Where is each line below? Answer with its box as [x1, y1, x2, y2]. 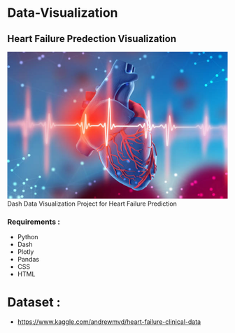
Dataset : [7, 295, 61, 311]
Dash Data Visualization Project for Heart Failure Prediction [7, 199, 177, 208]
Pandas [17, 255, 40, 264]
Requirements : [7, 217, 61, 227]
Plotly [17, 248, 34, 256]
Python [17, 233, 38, 241]
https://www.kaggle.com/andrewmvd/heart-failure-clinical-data [17, 318, 201, 326]
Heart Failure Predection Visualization [7, 33, 177, 45]
